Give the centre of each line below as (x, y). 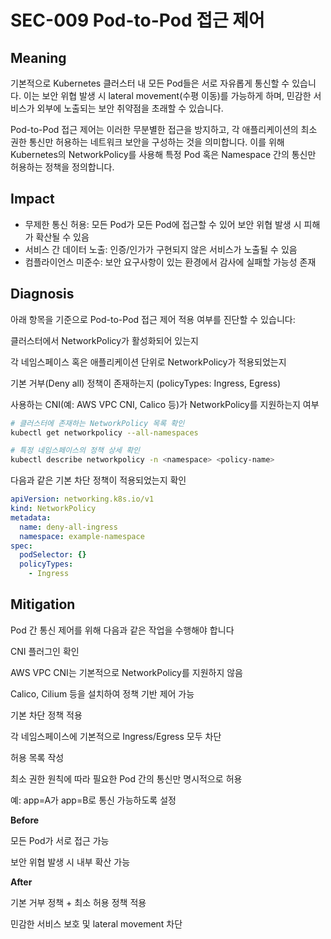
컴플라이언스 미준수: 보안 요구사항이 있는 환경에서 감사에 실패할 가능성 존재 (170, 262)
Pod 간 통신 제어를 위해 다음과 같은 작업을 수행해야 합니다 (122, 630)
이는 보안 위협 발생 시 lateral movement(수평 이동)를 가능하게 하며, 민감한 (167, 95)
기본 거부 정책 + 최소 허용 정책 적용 (78, 902)
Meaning (38, 57)
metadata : (31, 517)
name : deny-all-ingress (68, 527)
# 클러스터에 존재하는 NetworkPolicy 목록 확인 (97, 423)
